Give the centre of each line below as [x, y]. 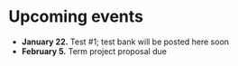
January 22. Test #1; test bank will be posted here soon [125, 42]
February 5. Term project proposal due [94, 51]
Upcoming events [76, 17]
